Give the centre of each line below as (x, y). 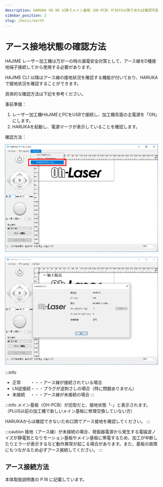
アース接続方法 (27, 467)
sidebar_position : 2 (26, 15)
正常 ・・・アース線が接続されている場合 (57, 382)
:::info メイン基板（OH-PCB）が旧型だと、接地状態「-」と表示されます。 (78, 405)
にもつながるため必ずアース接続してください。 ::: (54, 450)
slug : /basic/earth (25, 20)
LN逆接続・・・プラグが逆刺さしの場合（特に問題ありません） (74, 389)
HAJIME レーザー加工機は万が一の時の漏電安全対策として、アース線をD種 (78, 61)
